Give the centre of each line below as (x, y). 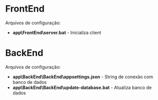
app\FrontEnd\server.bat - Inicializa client (57, 32)
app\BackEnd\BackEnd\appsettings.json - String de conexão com (83, 77)
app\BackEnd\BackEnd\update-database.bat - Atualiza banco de (82, 87)
